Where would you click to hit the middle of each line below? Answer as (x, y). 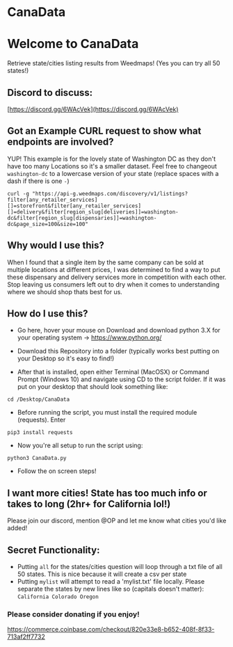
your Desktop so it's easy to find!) (66, 358)
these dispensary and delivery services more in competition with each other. (117, 277)
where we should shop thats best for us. (65, 291)
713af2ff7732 (26, 637)
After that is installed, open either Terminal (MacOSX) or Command (113, 372)
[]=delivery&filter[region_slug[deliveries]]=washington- (93, 212)
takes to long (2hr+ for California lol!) (89, 504)
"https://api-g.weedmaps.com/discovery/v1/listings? (110, 193)
